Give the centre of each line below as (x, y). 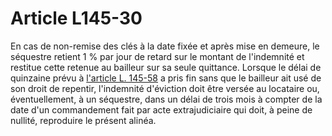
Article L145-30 (76, 18)
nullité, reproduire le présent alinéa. (83, 120)
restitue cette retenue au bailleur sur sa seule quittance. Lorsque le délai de (166, 67)
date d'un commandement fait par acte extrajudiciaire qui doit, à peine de (161, 109)
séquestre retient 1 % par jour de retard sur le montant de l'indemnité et (157, 56)
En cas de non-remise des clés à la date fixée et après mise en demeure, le (165, 46)
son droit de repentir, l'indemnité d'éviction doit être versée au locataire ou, (165, 88)
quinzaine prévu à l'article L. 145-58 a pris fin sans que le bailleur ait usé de (166, 78)
